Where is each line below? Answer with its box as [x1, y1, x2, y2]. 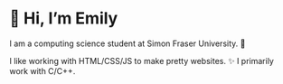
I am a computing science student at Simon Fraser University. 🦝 [9, 38, 246, 49]
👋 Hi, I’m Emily [9, 8, 118, 29]
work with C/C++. [9, 65, 76, 76]
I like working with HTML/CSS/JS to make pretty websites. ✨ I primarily [9, 55, 274, 66]
